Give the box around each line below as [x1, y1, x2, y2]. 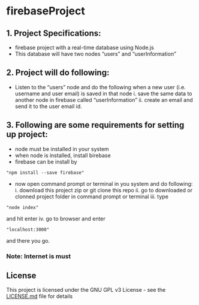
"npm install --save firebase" [6, 170, 85, 176]
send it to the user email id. [14, 102, 82, 110]
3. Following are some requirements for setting [6, 120, 185, 130]
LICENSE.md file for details [6, 292, 73, 300]
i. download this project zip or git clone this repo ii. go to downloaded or [14, 186, 193, 194]
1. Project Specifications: [6, 28, 101, 38]
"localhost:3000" [6, 227, 50, 232]
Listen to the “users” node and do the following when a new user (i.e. [14, 83, 186, 90]
